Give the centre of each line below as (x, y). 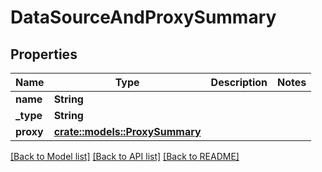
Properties (44, 54)
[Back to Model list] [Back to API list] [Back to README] (125, 156)
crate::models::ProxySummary (127, 131)
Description (239, 82)
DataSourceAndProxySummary (143, 17)
